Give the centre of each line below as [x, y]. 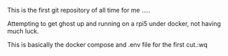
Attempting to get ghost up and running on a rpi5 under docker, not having [114, 23]
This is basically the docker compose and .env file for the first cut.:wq [107, 44]
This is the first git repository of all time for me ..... [79, 10]
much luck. [23, 31]
